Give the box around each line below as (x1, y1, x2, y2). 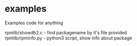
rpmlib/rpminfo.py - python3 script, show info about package (5, 35, 132, 41)
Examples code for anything (5, 20, 64, 26)
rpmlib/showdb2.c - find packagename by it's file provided (5, 29, 127, 35)
